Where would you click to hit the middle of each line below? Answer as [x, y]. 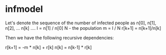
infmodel [24, 9]
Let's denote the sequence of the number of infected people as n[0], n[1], [81, 23]
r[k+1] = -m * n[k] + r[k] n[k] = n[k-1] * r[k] [49, 47]
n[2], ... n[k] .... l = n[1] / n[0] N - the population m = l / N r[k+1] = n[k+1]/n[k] [83, 28]
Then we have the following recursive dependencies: [60, 38]
